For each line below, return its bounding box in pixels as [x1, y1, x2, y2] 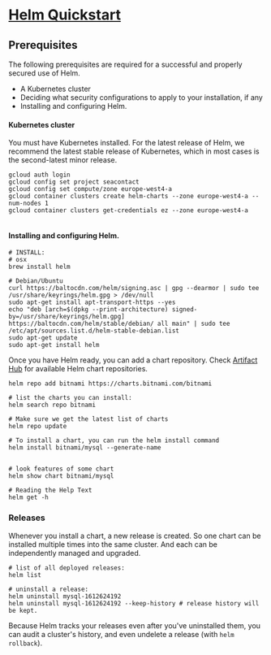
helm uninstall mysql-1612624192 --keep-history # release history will [8, 599, 260, 607]
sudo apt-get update [8, 334, 79, 342]
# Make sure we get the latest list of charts [8, 415, 169, 423]
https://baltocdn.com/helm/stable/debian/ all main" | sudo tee [8, 319, 230, 328]
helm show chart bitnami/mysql [8, 472, 114, 480]
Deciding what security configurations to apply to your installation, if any [19, 93, 264, 102]
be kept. [8, 606, 38, 614]
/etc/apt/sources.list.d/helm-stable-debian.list [8, 327, 180, 335]
